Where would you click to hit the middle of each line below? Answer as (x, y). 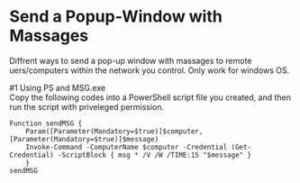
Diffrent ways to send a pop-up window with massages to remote (131, 60)
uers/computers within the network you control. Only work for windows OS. (150, 70)
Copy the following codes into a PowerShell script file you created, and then (150, 97)
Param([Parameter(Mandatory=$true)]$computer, (114, 131)
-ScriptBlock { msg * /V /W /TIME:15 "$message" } (155, 155)
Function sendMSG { (46, 124)
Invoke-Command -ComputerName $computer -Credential (127, 147)
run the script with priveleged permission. (87, 106)
